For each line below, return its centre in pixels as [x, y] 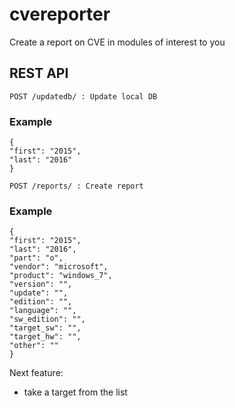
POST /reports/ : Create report [76, 186]
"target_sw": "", [45, 328]
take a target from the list [75, 392]
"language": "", [43, 311]
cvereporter [60, 14]
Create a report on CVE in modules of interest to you [117, 42]
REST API [39, 73]
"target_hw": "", [45, 337]
